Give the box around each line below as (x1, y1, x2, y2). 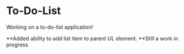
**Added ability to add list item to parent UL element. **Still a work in (6, 35, 179, 42)
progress (6, 41, 29, 48)
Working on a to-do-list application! (6, 23, 93, 31)
